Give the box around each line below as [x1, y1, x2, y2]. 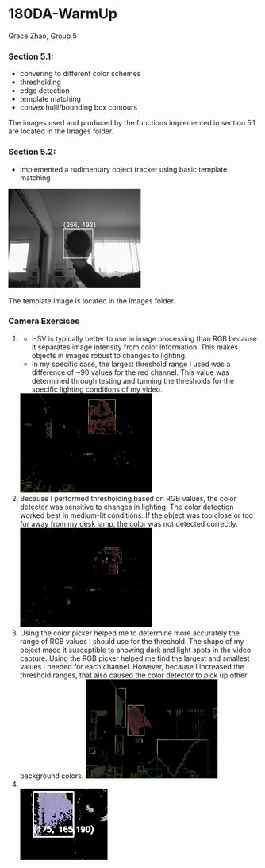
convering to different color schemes [19, 69, 141, 79]
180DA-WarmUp [8, 5, 117, 23]
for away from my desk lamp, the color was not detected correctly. [19, 519, 238, 528]
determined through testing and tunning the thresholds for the [31, 376, 235, 385]
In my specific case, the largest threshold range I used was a [31, 359, 231, 368]
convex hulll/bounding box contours [19, 102, 137, 112]
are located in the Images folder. [8, 126, 114, 136]
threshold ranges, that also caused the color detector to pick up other [19, 670, 248, 680]
